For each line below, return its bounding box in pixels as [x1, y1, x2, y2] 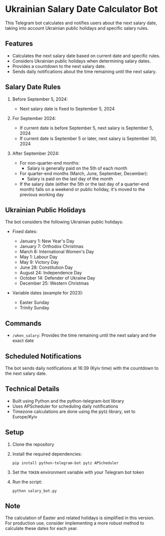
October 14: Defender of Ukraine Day [19, 275, 95, 281]
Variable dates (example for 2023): [12, 290, 83, 296]
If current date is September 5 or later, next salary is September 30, [19, 135, 157, 141]
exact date [12, 338, 34, 344]
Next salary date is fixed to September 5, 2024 [19, 106, 115, 112]
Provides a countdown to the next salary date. [12, 63, 106, 69]
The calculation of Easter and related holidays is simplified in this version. [5, 515, 155, 521]
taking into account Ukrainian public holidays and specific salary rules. [5, 25, 149, 31]
